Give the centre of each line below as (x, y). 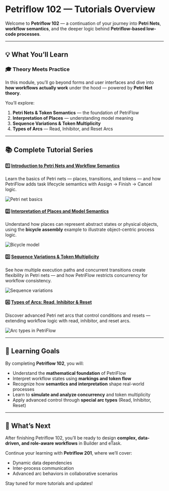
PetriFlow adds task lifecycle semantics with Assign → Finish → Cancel (79, 184)
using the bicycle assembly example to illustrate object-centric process (80, 230)
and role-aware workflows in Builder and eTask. (72, 444)
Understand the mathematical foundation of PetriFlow (69, 373)
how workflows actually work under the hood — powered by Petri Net (79, 87)
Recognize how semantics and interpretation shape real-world (78, 384)
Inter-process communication (43, 468)
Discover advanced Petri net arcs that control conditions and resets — (78, 315)
